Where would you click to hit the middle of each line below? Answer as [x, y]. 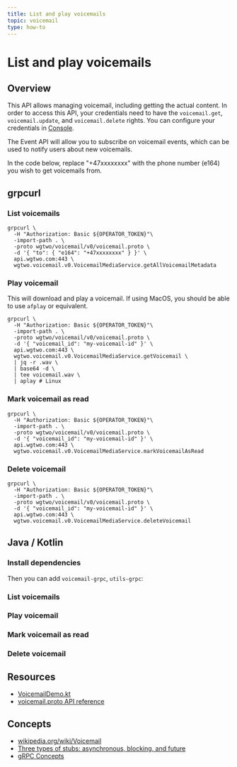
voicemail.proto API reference [61, 702]
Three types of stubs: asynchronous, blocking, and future [102, 748]
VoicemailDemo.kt [44, 694]
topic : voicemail [33, 21]
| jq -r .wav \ [36, 363]
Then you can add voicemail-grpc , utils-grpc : [75, 578]
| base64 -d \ [34, 369]
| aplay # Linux [37, 381]
